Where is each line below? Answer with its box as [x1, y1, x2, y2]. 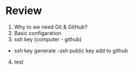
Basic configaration [14, 29, 61, 36]
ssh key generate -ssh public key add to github [14, 47, 128, 54]
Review [5, 4, 42, 17]
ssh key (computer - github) [14, 36, 82, 43]
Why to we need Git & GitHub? [14, 23, 88, 30]
